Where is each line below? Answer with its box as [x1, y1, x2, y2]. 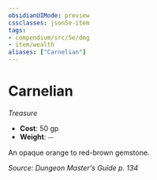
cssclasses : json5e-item [8, 19, 90, 27]
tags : [8, 26, 26, 34]
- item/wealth [8, 41, 55, 49]
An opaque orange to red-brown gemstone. [8, 148, 150, 157]
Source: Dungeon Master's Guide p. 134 [8, 163, 139, 172]
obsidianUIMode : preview [8, 11, 90, 20]
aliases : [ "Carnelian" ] [8, 48, 87, 56]
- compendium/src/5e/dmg [8, 33, 90, 42]
